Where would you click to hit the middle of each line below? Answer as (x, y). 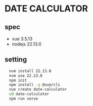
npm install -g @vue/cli (35, 85)
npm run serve (23, 99)
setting (16, 60)
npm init (18, 80)
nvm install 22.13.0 (30, 71)
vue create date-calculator (38, 90)
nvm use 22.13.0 (26, 76)
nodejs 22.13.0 (26, 44)
